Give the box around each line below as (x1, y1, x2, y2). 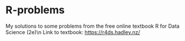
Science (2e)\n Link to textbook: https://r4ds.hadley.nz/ (5, 28, 141, 35)
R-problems (5, 3, 65, 17)
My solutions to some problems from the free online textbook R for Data (5, 23, 180, 29)
